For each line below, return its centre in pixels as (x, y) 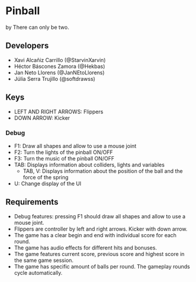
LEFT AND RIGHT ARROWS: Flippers (59, 112)
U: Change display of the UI (48, 183)
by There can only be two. (37, 27)
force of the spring (45, 177)
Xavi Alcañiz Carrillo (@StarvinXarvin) (60, 60)
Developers (27, 46)
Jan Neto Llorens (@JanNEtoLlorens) (59, 73)
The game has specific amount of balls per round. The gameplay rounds (102, 266)
